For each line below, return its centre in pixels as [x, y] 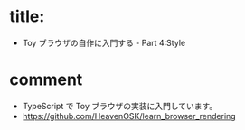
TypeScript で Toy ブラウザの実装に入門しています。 [120, 106]
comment [46, 80]
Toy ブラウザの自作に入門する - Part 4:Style [104, 42]
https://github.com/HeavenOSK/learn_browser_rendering [129, 116]
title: [27, 17]
